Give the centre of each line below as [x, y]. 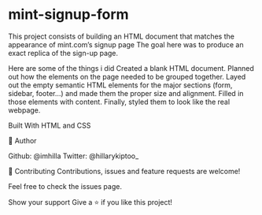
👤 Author [22, 140]
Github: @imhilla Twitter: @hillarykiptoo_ [74, 156]
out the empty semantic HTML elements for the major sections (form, [120, 85]
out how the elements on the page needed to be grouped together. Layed [127, 76]
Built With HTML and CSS [50, 125]
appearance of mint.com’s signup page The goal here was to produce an [126, 44]
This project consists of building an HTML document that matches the [121, 36]
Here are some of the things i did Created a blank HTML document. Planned [131, 68]
